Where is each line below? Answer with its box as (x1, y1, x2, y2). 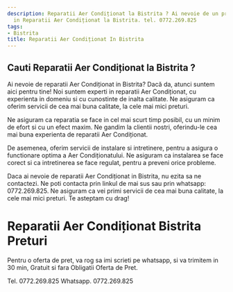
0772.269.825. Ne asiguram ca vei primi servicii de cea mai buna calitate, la (7, 187, 224, 195)
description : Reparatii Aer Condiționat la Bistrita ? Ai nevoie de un (7, 10, 218, 17)
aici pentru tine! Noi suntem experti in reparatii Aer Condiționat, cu (7, 87, 196, 96)
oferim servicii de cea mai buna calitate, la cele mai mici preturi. (7, 102, 189, 110)
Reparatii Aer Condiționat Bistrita (7, 218, 202, 234)
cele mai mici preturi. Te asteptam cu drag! (7, 194, 130, 202)
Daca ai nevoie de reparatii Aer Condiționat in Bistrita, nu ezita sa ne (7, 171, 202, 180)
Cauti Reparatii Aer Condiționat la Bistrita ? (7, 62, 196, 74)
